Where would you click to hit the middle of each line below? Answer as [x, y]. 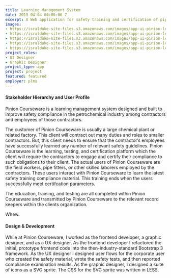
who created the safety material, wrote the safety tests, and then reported [83, 259]
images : [13, 24]
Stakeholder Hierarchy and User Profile [48, 97]
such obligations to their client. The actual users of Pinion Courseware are [83, 162]
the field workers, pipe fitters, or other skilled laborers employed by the [80, 167]
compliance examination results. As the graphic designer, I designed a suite [84, 264]
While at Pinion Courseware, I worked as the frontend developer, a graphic [83, 237]
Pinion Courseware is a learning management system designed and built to [84, 109]
